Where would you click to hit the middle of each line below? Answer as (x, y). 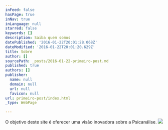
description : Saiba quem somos (38, 38)
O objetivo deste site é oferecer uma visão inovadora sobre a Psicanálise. (81, 122)
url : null (20, 89)
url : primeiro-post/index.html (38, 98)
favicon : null (24, 93)
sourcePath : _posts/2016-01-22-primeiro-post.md (57, 61)
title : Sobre (19, 51)
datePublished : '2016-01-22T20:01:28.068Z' (51, 42)
